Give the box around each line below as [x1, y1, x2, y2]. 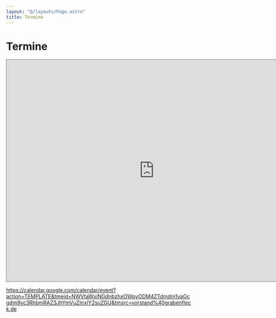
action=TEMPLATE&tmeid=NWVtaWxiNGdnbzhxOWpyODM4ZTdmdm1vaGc [6, 293, 190, 300]
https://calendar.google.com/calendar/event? [6, 287, 116, 294]
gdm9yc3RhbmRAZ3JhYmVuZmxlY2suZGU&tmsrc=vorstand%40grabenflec [6, 299, 192, 306]
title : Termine [6, 14, 44, 20]
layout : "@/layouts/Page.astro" [6, 8, 86, 15]
